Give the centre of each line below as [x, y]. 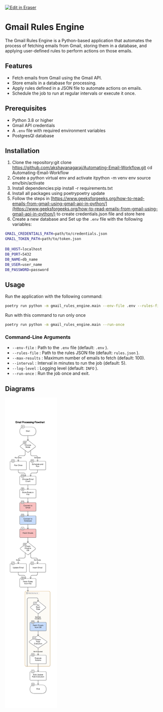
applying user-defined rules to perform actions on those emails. [69, 50]
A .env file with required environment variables [59, 130]
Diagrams [20, 389]
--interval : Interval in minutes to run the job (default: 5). [69, 363]
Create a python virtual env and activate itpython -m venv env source [81, 178]
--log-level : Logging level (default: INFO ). [55, 368]
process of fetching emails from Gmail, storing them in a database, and [76, 46]
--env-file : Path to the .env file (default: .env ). [60, 348]
